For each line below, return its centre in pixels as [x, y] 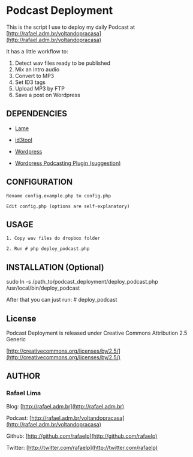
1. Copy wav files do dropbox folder [53, 238]
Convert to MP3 [34, 76]
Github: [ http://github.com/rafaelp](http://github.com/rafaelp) [82, 436]
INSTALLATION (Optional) [55, 267]
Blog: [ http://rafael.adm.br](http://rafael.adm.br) [65, 406]
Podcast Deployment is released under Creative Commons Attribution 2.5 [97, 333]
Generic [16, 339]
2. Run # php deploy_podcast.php [48, 249]
